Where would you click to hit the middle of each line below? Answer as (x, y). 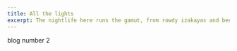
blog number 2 (29, 40)
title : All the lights (41, 14)
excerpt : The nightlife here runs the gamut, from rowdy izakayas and (113, 20)
